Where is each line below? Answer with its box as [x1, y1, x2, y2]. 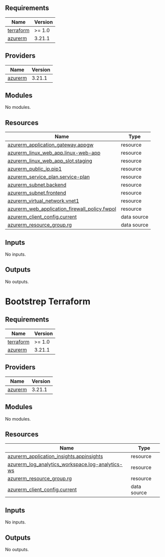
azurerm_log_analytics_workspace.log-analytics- [7, 461, 123, 468]
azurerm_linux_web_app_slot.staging [7, 158, 92, 164]
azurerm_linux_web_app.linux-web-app [7, 150, 101, 157]
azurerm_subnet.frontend [7, 190, 66, 197]
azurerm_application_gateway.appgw [7, 141, 94, 148]
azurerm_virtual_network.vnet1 [7, 197, 80, 204]
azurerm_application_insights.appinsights [7, 453, 103, 460]
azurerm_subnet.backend [7, 182, 67, 189]
